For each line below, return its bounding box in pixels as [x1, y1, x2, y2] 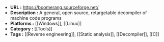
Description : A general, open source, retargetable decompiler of [10, 10, 147, 16]
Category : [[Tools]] [10, 26, 52, 32]
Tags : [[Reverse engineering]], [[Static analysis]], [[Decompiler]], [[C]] [10, 31, 159, 37]
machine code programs [10, 15, 62, 21]
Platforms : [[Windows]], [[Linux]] [10, 20, 82, 26]
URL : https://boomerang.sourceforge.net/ [10, 5, 99, 10]
